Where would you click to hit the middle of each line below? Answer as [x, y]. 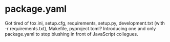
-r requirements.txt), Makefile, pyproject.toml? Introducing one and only [80, 28]
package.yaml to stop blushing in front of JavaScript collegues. [72, 34]
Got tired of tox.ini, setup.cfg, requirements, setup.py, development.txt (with [85, 23]
